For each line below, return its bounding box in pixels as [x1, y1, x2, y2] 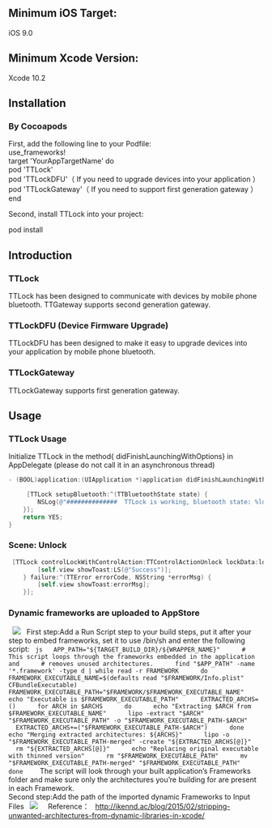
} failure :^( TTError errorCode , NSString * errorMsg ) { [23, 573, 212, 581]
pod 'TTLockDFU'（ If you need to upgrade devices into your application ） [8, 174, 261, 185]
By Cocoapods [8, 121, 67, 132]
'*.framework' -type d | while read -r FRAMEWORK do [8, 667, 208, 675]
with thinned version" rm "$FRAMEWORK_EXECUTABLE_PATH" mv [8, 752, 249, 760]
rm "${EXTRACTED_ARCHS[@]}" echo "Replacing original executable [15, 745, 259, 753]
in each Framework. [8, 783, 74, 792]
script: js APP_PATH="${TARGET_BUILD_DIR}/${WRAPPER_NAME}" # [8, 643, 246, 654]
